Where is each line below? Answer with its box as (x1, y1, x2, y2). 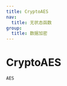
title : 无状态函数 (11, 19, 52, 25)
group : (6, 25, 22, 31)
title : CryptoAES (6, 8, 49, 15)
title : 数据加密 (11, 31, 48, 37)
